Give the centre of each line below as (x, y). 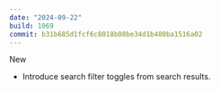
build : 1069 (31, 26)
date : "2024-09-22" (46, 17)
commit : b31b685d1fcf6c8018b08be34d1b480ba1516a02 (106, 34)
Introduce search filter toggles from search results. (116, 77)
